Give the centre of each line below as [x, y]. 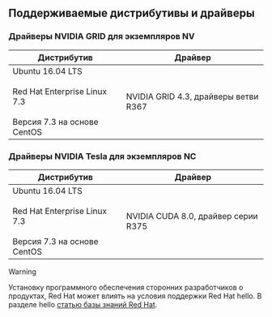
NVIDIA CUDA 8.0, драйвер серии [192, 216]
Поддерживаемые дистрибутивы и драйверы [132, 13]
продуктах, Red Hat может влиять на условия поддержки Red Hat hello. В [135, 296]
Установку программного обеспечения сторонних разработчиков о [126, 287]
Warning [22, 272]
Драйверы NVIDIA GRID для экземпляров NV [102, 36]
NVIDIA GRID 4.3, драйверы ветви [192, 96]
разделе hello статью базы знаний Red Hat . [83, 304]
